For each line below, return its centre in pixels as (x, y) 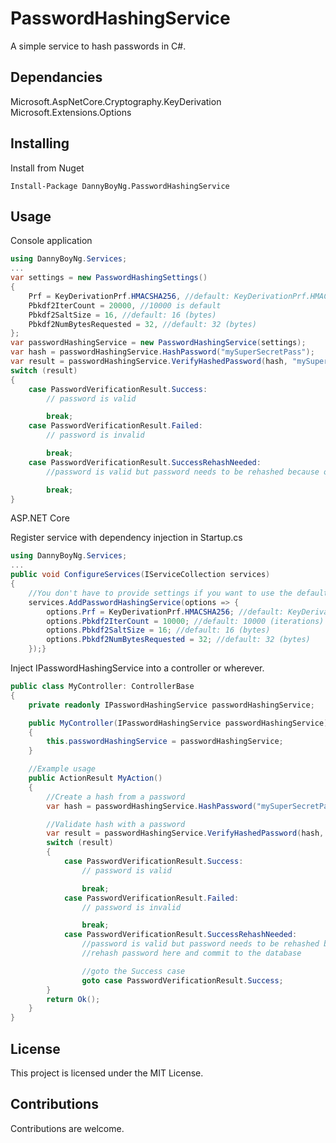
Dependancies (56, 77)
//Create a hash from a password (116, 797)
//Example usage (62, 769)
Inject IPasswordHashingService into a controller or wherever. (137, 668)
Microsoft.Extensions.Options (71, 112)
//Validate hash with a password (116, 824)
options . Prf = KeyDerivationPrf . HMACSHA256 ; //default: (165, 612)
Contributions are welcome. (67, 1128)
